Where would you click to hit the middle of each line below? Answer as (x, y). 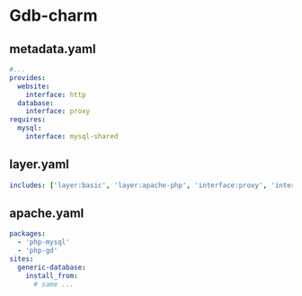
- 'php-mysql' (44, 242)
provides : (28, 77)
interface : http (56, 94)
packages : (28, 234)
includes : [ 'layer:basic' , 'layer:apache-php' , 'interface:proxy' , (138, 185)
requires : (28, 120)
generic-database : (52, 267)
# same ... (53, 284)
